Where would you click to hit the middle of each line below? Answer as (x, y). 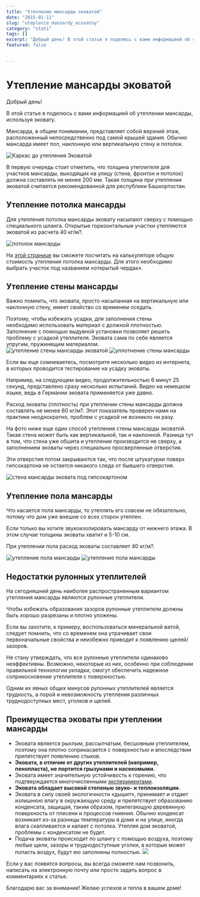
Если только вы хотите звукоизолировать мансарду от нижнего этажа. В (99, 528)
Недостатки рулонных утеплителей (76, 576)
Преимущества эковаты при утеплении (84, 720)
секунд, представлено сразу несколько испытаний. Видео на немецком (98, 387)
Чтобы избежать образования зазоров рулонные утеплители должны (95, 609)
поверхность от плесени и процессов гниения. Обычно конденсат (99, 813)
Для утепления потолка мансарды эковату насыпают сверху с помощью (100, 219)
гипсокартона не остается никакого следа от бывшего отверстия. (90, 466)
